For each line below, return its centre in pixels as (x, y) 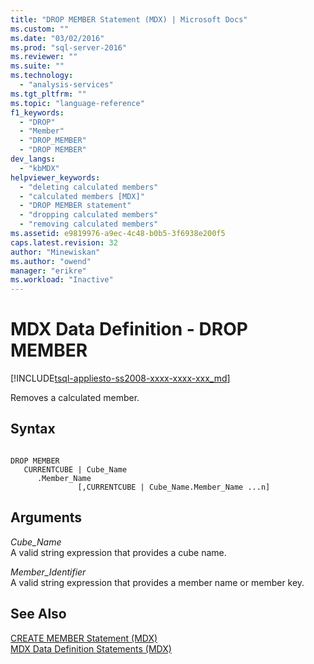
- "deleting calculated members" (89, 187)
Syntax (33, 429)
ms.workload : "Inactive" (62, 280)
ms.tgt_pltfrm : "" (48, 94)
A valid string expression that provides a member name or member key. (157, 582)
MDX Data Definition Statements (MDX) (91, 648)
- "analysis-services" (66, 85)
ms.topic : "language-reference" (77, 103)
